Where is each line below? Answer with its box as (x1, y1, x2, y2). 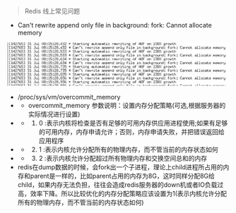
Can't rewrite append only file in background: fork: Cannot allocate (17, 21, 212, 29)
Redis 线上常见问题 (24, 7, 81, 15)
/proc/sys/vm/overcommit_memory (17, 93, 121, 102)
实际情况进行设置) (28, 110, 81, 118)
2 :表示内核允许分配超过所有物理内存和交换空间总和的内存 (38, 154, 207, 163)
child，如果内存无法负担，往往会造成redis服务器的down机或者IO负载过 (17, 181, 224, 189)
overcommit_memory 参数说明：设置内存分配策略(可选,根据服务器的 (28, 102, 226, 110)
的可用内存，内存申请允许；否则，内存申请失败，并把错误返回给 (38, 128, 225, 136)
